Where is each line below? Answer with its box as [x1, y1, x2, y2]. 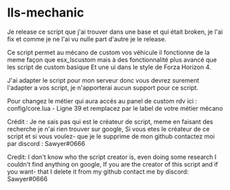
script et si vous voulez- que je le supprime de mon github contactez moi [7, 132, 215, 140]
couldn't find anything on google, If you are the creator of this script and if [7, 160, 218, 168]
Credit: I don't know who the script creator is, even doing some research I [7, 153, 217, 161]
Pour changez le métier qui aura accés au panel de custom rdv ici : [7, 96, 198, 105]
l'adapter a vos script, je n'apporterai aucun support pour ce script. [7, 83, 199, 92]
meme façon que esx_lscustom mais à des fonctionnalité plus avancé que [7, 55, 218, 63]
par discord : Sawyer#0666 [7, 139, 86, 147]
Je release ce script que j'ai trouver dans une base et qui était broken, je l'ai [7, 28, 223, 36]
